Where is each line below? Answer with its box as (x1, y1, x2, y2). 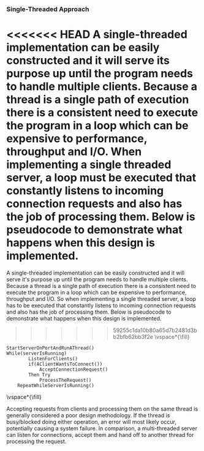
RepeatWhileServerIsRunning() (17, 382, 95, 388)
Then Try (28, 371, 51, 378)
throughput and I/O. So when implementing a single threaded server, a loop (6, 295, 196, 302)
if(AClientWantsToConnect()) (28, 361, 103, 367)
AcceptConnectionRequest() (39, 366, 108, 373)
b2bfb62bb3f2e (113, 333, 153, 340)
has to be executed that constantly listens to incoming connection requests (6, 301, 196, 309)
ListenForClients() (28, 355, 78, 362)
